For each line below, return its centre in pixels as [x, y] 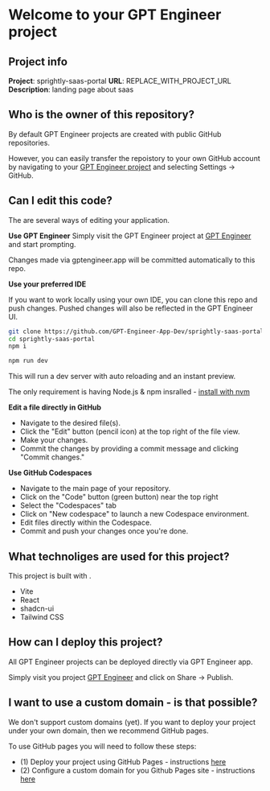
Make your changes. [54, 440]
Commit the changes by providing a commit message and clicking [129, 449]
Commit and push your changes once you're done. [104, 531]
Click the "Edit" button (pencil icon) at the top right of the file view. [130, 431]
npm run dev [28, 361]
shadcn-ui [37, 608]
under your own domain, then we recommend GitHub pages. [108, 731]
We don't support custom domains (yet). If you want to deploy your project [132, 722]
